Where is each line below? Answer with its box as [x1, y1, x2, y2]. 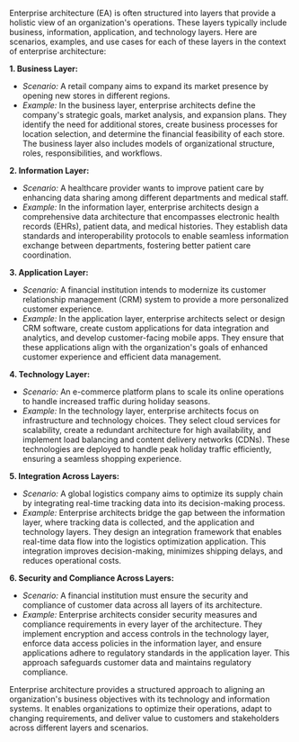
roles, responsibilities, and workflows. [22, 148, 163, 158]
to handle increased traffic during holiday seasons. [22, 396, 211, 406]
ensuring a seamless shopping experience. [22, 454, 182, 464]
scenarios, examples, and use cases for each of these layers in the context [9, 36, 286, 47]
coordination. [22, 249, 72, 260]
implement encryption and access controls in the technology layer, [22, 629, 269, 638]
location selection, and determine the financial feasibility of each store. [22, 129, 286, 139]
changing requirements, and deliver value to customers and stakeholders [9, 713, 280, 723]
